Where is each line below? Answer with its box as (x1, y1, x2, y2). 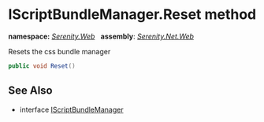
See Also (8, 84, 53, 98)
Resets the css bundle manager (8, 46, 111, 56)
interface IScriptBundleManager (19, 105, 124, 114)
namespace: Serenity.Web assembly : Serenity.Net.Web (8, 31, 195, 41)
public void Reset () (8, 61, 76, 70)
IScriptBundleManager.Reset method (8, 6, 257, 24)
